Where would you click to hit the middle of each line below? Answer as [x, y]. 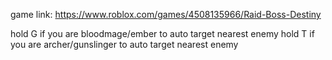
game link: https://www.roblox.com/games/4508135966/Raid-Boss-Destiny [166, 14]
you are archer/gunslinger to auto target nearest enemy [124, 44]
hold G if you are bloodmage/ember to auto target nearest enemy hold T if [162, 33]
